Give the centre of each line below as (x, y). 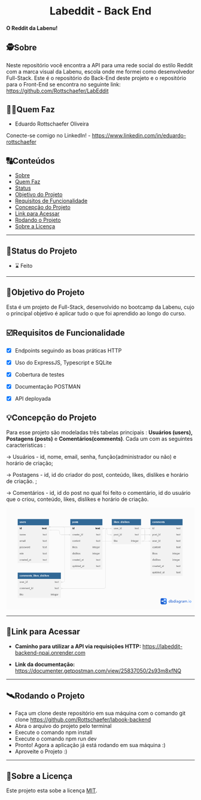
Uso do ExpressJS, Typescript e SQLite (63, 362)
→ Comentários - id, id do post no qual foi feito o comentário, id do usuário (98, 492)
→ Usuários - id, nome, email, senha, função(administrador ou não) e (91, 456)
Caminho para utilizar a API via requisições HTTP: (78, 646)
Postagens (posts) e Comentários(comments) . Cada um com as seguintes (100, 438)
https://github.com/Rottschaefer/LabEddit (57, 91)
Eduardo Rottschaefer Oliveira (52, 124)
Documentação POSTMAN (48, 386)
